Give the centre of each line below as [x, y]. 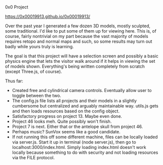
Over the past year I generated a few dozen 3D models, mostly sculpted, [78, 26]
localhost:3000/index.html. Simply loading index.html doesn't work [79, 147]
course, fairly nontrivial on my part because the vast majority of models [77, 36]
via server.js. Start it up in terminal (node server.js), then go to [74, 142]
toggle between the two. [36, 95]
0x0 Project [17, 7]
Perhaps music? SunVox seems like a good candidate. [66, 132]
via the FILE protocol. [33, 157]
